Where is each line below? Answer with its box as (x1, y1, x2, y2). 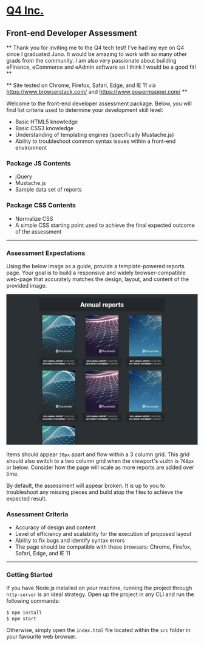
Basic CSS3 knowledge (15, 125, 74, 131)
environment (15, 144, 47, 151)
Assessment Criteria (6, 510, 69, 518)
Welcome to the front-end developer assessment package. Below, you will (6, 100, 192, 107)
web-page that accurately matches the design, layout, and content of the (6, 275, 189, 283)
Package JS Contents (6, 159, 71, 167)
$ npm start (6, 616, 36, 622)
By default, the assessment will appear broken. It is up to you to (6, 482, 166, 489)
